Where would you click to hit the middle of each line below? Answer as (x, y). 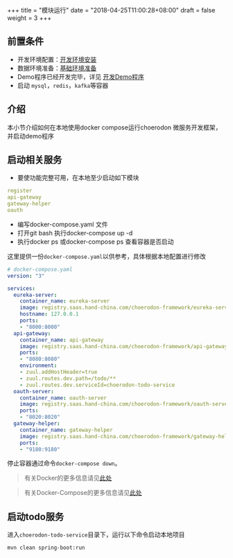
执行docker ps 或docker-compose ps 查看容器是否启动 (96, 242)
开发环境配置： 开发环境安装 (57, 59)
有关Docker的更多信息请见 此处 (68, 478)
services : (21, 288)
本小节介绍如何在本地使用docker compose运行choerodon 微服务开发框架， (114, 127)
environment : (38, 366)
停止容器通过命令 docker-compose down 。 (64, 463)
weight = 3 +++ (29, 18)
